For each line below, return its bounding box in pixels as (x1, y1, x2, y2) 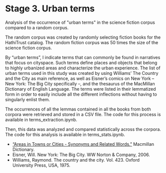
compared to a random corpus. (5, 24, 69, 30)
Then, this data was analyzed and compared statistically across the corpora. (5, 126, 161, 132)
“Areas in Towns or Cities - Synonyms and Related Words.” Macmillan (12, 141, 155, 147)
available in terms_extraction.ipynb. (5, 116, 78, 122)
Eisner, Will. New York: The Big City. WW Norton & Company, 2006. (12, 152, 150, 158)
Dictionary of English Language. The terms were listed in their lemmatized (5, 86, 156, 92)
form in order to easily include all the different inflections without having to (5, 91, 157, 97)
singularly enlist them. (5, 96, 51, 102)
